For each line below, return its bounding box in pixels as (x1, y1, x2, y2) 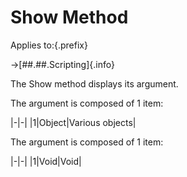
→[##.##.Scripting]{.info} (10, 58, 115, 70)
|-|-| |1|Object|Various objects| (10, 116, 137, 128)
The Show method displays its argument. (10, 77, 179, 90)
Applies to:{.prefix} (10, 39, 88, 51)
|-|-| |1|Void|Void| (10, 155, 82, 167)
